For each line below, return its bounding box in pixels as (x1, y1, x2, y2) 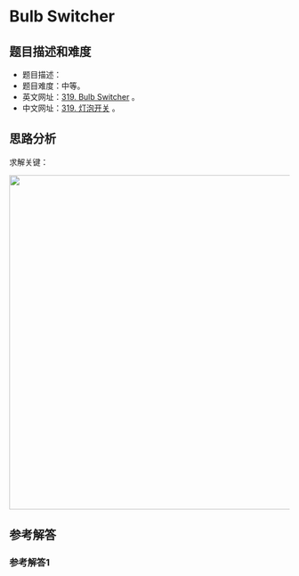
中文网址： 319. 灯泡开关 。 (21, 103, 120, 113)
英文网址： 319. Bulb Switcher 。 (21, 92, 140, 102)
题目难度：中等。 (21, 80, 85, 91)
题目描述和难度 (9, 44, 92, 59)
